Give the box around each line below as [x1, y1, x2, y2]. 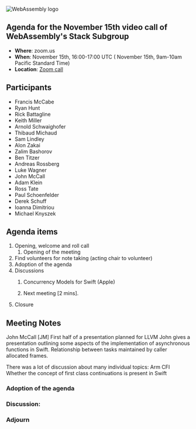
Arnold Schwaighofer [14, 123, 66, 130]
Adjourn [6, 416, 30, 424]
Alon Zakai [14, 141, 41, 148]
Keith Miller [14, 117, 42, 124]
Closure [14, 301, 34, 308]
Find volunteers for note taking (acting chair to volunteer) [14, 255, 153, 262]
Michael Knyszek [14, 210, 56, 217]
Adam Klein [14, 179, 43, 186]
